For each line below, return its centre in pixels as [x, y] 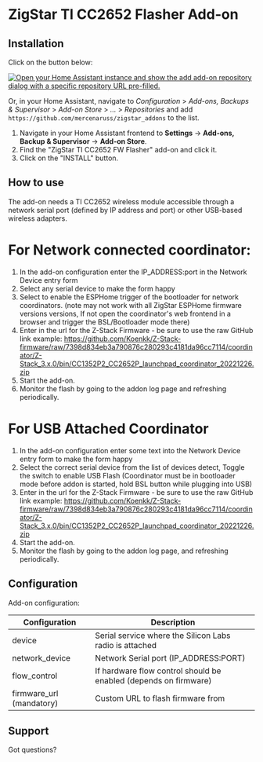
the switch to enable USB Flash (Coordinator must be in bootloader [128, 475]
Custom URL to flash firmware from [160, 698]
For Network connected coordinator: [130, 250]
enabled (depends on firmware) [153, 680]
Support [29, 731]
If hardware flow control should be [158, 671]
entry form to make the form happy [76, 459]
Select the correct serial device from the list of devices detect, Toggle [132, 467]
